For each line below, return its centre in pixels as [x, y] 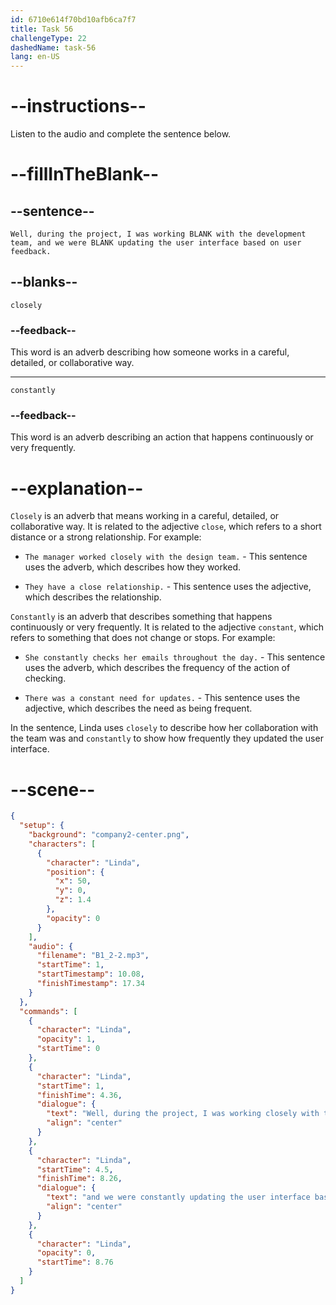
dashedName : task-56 [53, 47]
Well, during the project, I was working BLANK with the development [158, 234]
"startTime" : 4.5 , [75, 1169]
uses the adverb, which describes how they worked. [133, 567]
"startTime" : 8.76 [75, 1262]
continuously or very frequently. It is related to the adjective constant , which [167, 627]
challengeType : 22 [48, 38]
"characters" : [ [62, 844]
